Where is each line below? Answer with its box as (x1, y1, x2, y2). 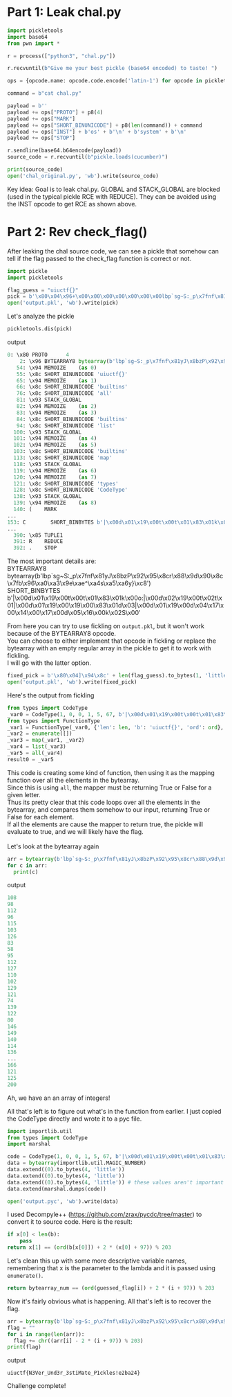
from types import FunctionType (7, 718, 100, 724)
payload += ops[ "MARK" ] (7, 115, 76, 122)
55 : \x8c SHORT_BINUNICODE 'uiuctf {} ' (16, 371, 128, 377)
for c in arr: (7, 862, 48, 869)
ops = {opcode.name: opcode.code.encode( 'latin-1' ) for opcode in (7, 78, 202, 84)
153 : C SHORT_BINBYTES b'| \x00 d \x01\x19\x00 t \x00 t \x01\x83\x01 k (7, 519, 217, 526)
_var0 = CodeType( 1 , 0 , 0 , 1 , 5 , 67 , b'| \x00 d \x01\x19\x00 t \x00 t (7, 711, 200, 718)
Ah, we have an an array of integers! (7, 1094, 110, 1102)
